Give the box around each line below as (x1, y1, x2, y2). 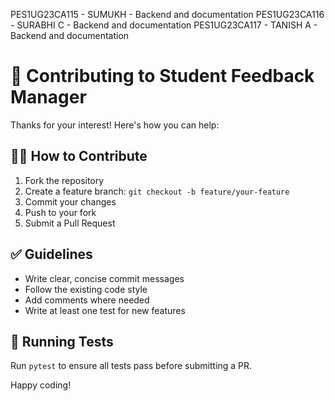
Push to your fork (24, 206, 97, 218)
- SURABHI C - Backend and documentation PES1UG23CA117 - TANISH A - (10, 19, 318, 31)
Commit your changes (24, 195, 117, 208)
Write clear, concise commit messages (24, 272, 185, 284)
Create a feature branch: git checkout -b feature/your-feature (24, 185, 290, 197)
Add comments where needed (24, 294, 150, 306)
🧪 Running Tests (10, 333, 114, 350)
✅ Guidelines (10, 246, 93, 263)
